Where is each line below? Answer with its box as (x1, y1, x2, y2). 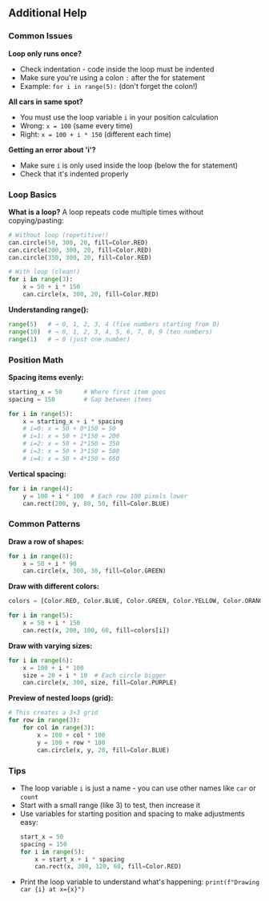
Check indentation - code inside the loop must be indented (19, 64, 215, 74)
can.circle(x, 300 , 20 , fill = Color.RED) (22, 290, 159, 299)
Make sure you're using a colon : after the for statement (19, 72, 206, 83)
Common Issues (8, 30, 74, 42)
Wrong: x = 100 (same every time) (19, 120, 134, 131)
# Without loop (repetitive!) (8, 231, 110, 239)
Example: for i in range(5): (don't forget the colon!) (19, 81, 198, 91)
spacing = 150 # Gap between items (8, 395, 152, 403)
